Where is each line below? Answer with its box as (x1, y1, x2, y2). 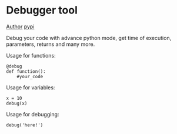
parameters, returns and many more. (6, 41, 95, 48)
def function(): (6, 68, 46, 74)
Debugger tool (6, 4, 78, 17)
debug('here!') (6, 122, 44, 128)
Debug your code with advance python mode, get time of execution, (6, 34, 172, 41)
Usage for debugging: (6, 110, 59, 118)
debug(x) (6, 101, 28, 106)
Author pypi (6, 23, 35, 30)
